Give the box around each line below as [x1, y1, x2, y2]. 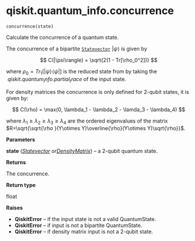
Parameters [6, 136, 35, 143]
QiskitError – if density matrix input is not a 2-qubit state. [14, 228, 153, 235]
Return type [6, 182, 36, 189]
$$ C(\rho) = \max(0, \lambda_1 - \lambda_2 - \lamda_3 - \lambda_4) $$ [12, 106, 186, 113]
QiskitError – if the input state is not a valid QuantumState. [14, 216, 157, 223]
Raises [6, 204, 23, 212]
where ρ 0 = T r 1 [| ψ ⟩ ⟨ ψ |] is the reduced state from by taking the [6, 67, 157, 76]
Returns [6, 159, 26, 166]
